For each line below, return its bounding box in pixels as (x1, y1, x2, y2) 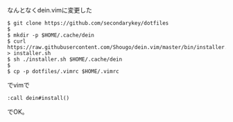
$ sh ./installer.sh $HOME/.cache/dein (7, 56, 123, 63)
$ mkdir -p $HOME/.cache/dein (7, 32, 95, 39)
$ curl (7, 38, 26, 45)
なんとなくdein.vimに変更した (7, 6, 92, 14)
